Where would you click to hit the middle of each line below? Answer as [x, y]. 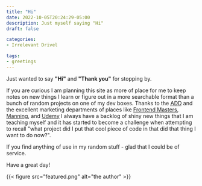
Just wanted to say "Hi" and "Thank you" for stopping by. [79, 78]
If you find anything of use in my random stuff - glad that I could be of [93, 147]
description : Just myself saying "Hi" [55, 23]
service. [16, 153]
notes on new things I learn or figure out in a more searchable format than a [100, 96]
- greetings [21, 61]
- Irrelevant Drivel [32, 45]
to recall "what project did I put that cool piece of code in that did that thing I [101, 129]
